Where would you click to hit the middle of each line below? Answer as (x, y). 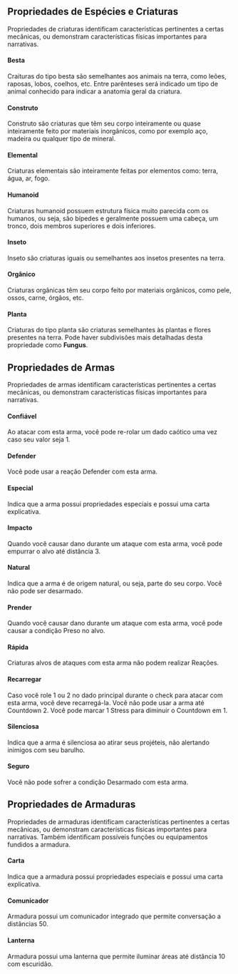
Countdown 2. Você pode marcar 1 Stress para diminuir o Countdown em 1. (118, 710)
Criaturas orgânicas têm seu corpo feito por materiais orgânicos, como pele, (119, 290)
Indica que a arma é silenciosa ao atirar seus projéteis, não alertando (109, 742)
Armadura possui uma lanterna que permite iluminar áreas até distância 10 (117, 956)
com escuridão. (30, 964)
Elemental (22, 155)
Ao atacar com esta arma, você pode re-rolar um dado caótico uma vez (112, 432)
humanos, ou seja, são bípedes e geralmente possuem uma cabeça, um (113, 218)
